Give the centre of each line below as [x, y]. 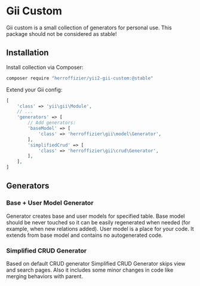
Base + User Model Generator [50, 203]
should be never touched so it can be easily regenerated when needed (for [98, 222]
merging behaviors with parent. [45, 276]
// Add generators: [52, 123]
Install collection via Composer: [45, 67]
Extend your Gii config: [34, 89]
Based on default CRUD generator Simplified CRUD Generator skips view [96, 263]
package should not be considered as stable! [62, 34]
